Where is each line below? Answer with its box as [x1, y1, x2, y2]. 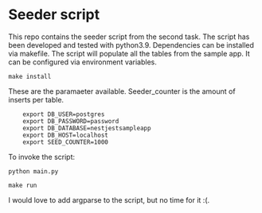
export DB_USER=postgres [22, 110, 105, 118]
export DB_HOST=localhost [22, 131, 109, 139]
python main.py [8, 167, 59, 176]
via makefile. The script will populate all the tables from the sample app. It [8, 48, 251, 58]
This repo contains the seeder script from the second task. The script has [8, 32, 250, 41]
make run [8, 181, 37, 189]
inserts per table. [8, 95, 65, 104]
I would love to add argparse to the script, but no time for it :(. [8, 195, 210, 204]
